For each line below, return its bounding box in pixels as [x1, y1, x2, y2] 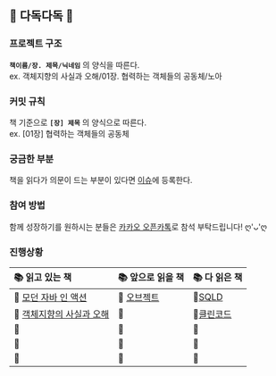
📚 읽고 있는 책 [13, 271, 72, 283]
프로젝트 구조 [9, 38, 63, 50]
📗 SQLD [192, 290, 223, 303]
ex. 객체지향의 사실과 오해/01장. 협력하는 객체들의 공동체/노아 [9, 71, 222, 81]
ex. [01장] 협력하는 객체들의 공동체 [9, 128, 130, 138]
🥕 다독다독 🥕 [9, 8, 74, 24]
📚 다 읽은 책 [192, 271, 243, 283]
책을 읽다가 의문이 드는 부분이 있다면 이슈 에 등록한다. [9, 175, 193, 186]
